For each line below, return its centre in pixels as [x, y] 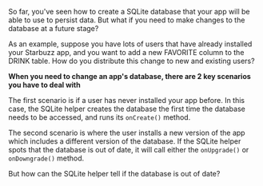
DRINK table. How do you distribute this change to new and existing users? [131, 61]
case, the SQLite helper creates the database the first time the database [127, 109]
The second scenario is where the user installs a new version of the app [127, 133]
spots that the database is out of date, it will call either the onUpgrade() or [129, 150]
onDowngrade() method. [46, 158]
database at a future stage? [54, 28]
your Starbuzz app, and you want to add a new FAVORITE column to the [126, 52]
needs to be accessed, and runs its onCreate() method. [100, 117]
